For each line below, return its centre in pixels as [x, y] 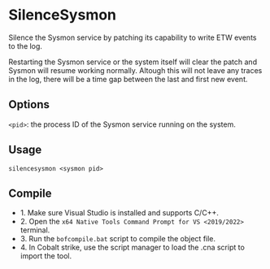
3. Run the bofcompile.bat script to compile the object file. [118, 239]
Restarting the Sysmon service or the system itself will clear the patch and [133, 62]
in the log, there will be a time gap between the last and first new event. [128, 79]
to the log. [26, 46]
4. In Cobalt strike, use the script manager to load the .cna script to [133, 247]
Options [29, 104]
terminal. [35, 230]
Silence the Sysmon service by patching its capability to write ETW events [133, 37]
